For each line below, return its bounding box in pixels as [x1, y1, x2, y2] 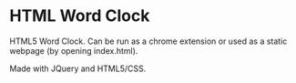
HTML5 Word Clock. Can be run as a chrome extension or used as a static [9, 36, 288, 47]
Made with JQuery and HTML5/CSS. [9, 63, 147, 74]
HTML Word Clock [9, 5, 150, 26]
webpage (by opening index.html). [9, 45, 138, 56]
